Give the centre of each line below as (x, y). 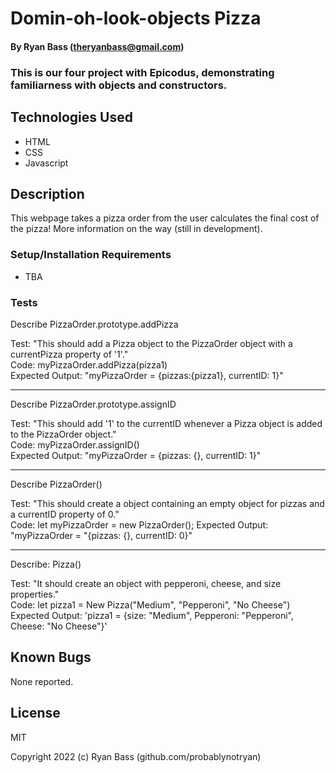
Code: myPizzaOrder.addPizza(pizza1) (89, 364)
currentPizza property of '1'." (69, 354)
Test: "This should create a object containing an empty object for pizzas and (167, 503)
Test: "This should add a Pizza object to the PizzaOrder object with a (151, 343)
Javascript (46, 163)
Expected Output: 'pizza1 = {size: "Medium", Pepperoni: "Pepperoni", (152, 615)
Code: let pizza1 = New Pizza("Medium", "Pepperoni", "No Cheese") (150, 604)
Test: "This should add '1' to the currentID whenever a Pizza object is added (166, 423)
